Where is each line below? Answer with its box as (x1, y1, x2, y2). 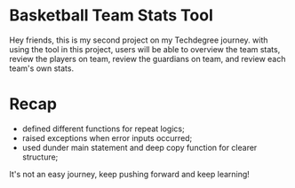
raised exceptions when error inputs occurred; (21, 132, 193, 143)
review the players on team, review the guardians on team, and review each (9, 53, 286, 64)
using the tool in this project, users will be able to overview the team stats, (9, 43, 281, 54)
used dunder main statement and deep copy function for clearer (21, 142, 258, 153)
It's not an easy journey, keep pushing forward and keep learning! (9, 168, 251, 179)
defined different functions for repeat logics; (21, 123, 185, 134)
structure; (21, 152, 59, 162)
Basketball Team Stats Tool (9, 5, 213, 26)
